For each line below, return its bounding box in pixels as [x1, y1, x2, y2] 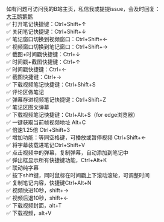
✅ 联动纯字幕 [6, 164, 39, 171]
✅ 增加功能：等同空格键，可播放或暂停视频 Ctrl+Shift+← [6, 134, 147, 141]
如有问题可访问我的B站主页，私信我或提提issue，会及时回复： [6, 5, 160, 12]
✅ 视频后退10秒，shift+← [6, 194, 69, 201]
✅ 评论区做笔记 [6, 88, 44, 96]
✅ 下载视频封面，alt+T [6, 202, 62, 209]
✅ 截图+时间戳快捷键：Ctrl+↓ [6, 51, 80, 57]
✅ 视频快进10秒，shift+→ [6, 187, 69, 194]
